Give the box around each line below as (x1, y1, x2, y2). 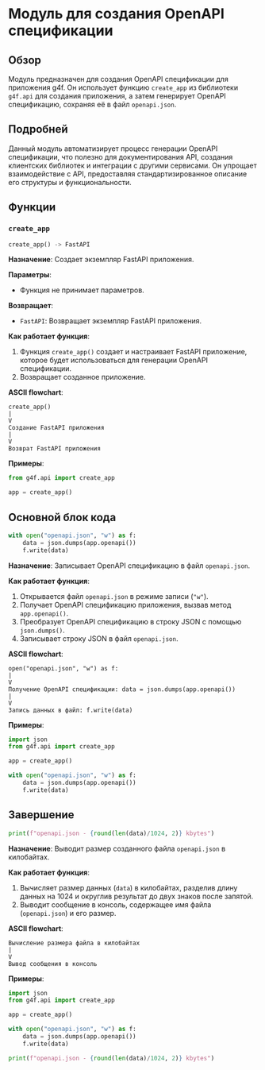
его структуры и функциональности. (8, 177, 132, 187)
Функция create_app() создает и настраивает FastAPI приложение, (19, 347, 248, 357)
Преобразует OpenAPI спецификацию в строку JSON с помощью (19, 616, 242, 626)
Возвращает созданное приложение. (19, 373, 146, 382)
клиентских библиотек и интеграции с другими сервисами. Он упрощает (8, 160, 258, 170)
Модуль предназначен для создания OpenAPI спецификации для (8, 75, 229, 83)
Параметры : (8, 270, 52, 280)
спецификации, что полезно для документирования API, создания (8, 152, 233, 161)
